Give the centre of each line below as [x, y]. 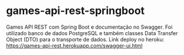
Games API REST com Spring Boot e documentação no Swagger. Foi [89, 27]
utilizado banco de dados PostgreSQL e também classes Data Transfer [92, 33]
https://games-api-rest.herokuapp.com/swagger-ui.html [74, 46]
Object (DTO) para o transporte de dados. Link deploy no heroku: [85, 39]
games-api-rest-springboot [75, 11]
